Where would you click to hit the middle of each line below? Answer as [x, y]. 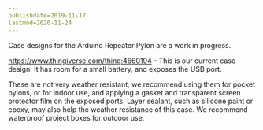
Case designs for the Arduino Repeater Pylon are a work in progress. [120, 45]
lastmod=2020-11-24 [40, 23]
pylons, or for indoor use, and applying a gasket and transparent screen [125, 92]
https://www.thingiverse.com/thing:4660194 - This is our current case [122, 61]
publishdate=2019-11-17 [47, 15]
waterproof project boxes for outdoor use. [76, 117]
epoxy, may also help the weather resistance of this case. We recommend [128, 109]
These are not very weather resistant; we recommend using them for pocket [132, 84]
